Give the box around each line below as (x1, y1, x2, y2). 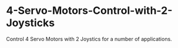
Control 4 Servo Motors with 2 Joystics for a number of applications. (6, 35, 172, 42)
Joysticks (6, 16, 55, 29)
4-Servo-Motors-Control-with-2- (6, 4, 173, 17)
